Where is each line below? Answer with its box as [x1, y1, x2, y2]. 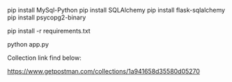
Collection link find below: [7, 54, 82, 62]
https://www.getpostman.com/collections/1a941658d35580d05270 [7, 67, 201, 75]
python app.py [7, 40, 49, 48]
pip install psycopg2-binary [7, 13, 86, 22]
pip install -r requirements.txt [7, 27, 91, 35]
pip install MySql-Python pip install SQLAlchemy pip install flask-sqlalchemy [7, 6, 225, 14]
